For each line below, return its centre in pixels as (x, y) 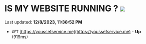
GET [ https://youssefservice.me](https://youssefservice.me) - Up (76, 31)
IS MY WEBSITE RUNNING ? (62, 9)
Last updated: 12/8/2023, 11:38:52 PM (43, 22)
